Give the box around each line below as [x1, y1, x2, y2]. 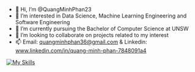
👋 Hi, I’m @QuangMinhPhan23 [15, 6, 92, 13]
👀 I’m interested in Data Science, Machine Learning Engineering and [15, 12, 187, 19]
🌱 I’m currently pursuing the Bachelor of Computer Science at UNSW [15, 25, 189, 32]
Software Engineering [15, 19, 70, 25]
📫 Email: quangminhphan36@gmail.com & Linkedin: [15, 38, 148, 45]
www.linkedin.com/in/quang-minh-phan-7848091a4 [15, 47, 147, 54]
